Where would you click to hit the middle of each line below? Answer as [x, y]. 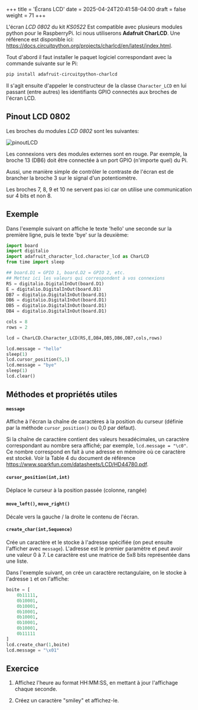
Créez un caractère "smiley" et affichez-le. [67, 701]
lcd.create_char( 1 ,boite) [38, 644]
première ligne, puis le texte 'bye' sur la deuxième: [67, 235]
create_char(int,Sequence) [39, 530]
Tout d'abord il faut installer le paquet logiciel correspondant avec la [89, 57]
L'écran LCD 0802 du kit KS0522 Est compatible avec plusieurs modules [94, 27]
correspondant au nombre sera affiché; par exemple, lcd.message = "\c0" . [97, 446]
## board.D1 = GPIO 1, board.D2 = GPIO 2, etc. [66, 273]
